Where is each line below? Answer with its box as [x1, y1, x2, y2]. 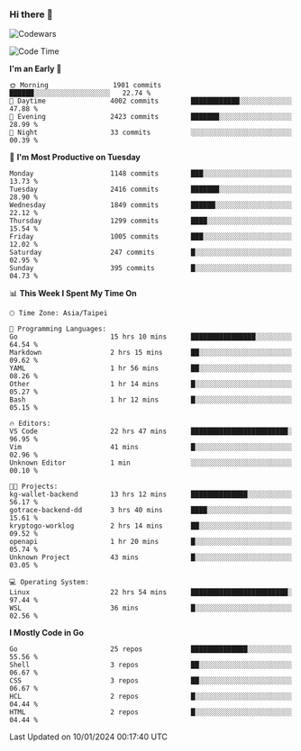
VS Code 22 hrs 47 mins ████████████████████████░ [9, 427, 293, 436]
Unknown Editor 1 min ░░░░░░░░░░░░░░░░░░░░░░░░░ [9, 458, 293, 467]
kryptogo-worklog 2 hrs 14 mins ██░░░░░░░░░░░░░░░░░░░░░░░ [9, 521, 293, 530]
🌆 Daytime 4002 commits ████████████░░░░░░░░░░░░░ [9, 96, 293, 106]
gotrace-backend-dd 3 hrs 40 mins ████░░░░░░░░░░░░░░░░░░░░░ [9, 506, 293, 515]
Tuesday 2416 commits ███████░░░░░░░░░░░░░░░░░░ [9, 185, 293, 195]
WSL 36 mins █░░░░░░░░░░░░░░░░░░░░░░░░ [9, 603, 293, 613]
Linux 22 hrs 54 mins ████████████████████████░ [9, 588, 293, 597]
